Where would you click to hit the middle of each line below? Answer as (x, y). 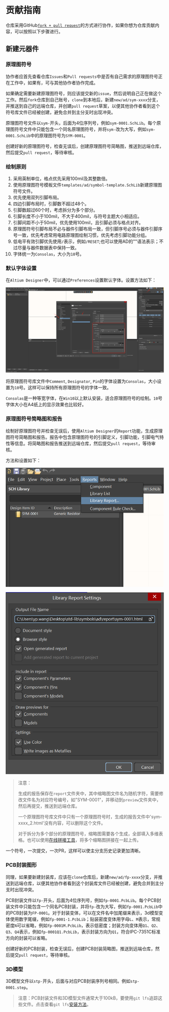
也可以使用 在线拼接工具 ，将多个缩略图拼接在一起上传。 (84, 840)
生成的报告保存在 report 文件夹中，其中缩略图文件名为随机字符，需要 (89, 794)
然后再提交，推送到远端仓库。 (49, 806)
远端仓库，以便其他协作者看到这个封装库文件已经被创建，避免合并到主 (87, 883)
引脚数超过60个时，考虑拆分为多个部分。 (55, 210)
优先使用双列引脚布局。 (37, 197)
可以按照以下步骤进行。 (39, 31)
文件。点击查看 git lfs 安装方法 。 (57, 1004)
